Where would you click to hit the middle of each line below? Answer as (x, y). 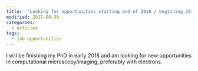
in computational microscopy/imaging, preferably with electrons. (84, 62)
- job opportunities (37, 39)
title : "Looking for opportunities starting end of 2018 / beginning (95, 11)
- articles (25, 28)
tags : (13, 33)
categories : (21, 22)
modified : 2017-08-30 (33, 17)
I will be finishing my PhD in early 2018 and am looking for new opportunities (99, 55)
